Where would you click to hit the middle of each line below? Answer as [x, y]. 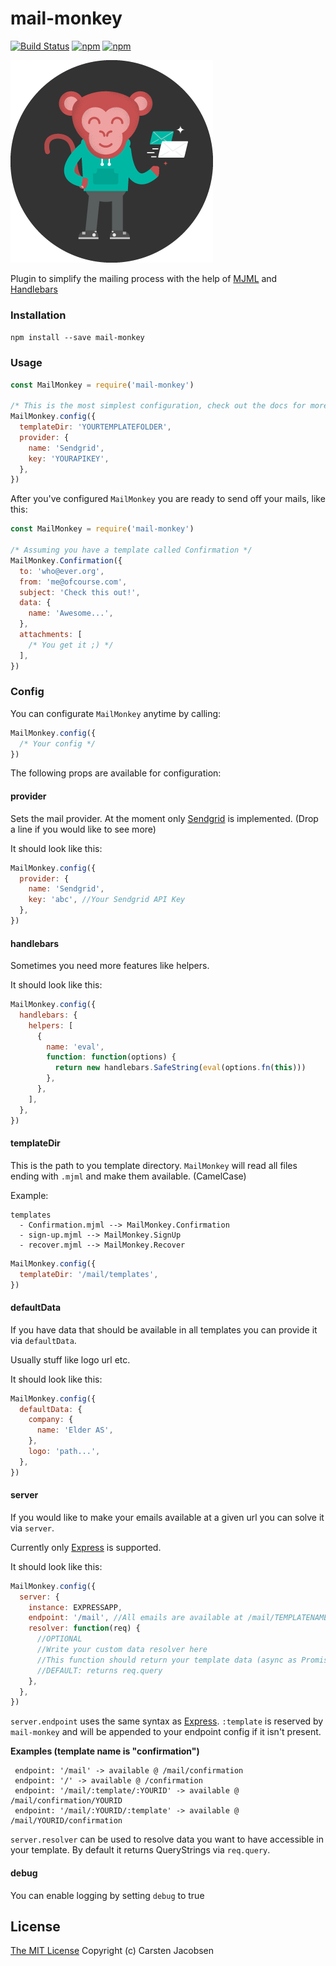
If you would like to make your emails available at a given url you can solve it [167, 1517]
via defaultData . [43, 1340]
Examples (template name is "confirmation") [105, 1751]
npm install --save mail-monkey [77, 338]
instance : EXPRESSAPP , [75, 1607]
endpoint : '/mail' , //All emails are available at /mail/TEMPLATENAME [178, 1618]
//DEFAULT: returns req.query [99, 1670]
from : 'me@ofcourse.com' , [73, 582]
